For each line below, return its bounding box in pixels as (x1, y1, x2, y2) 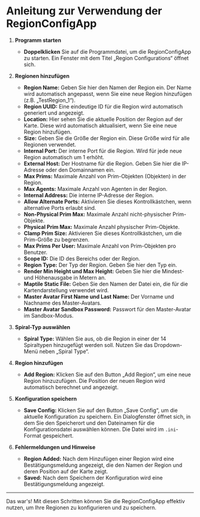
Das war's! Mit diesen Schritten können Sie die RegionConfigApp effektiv (6, 497, 186, 504)
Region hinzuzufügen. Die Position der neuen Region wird (23, 377, 165, 384)
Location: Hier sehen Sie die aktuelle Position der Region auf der (23, 115, 183, 123)
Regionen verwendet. (23, 141, 76, 148)
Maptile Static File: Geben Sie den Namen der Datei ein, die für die (23, 280, 189, 287)
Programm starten (14, 36, 61, 44)
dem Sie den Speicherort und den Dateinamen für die (23, 419, 155, 426)
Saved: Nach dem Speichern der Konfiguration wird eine (23, 474, 163, 481)
